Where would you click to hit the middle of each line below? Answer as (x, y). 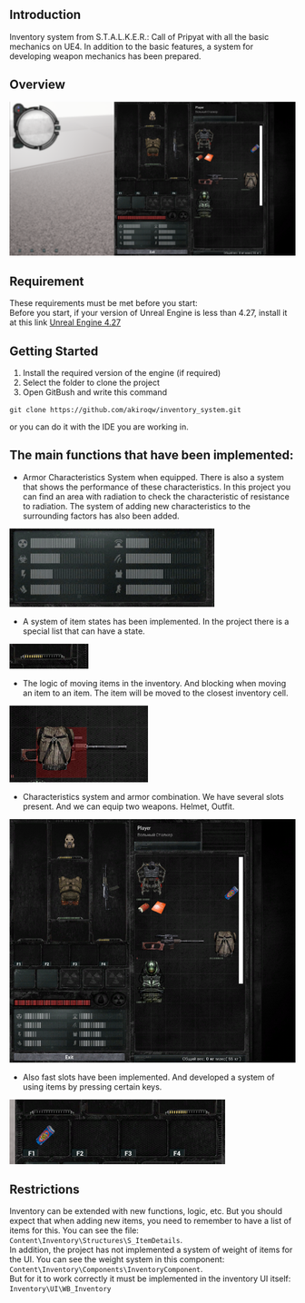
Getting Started (54, 351)
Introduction (45, 15)
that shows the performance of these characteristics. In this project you (157, 487)
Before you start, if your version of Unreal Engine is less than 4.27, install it (148, 313)
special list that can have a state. (84, 631)
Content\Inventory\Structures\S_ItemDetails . (96, 1240)
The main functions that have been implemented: (152, 455)
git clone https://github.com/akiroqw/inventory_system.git (126, 410)
